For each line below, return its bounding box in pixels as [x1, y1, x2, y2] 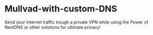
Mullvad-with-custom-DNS [4, 3, 118, 14]
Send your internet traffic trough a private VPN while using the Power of [4, 19, 149, 25]
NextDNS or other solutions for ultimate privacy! [4, 24, 101, 30]
